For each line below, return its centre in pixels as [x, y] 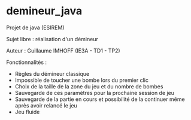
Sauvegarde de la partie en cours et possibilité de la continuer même [100, 99]
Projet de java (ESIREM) [35, 27]
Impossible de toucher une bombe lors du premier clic [81, 80]
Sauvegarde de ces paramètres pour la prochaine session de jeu [95, 93]
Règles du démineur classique [52, 73]
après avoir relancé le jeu [46, 105]
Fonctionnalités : [26, 62]
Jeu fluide [27, 112]
